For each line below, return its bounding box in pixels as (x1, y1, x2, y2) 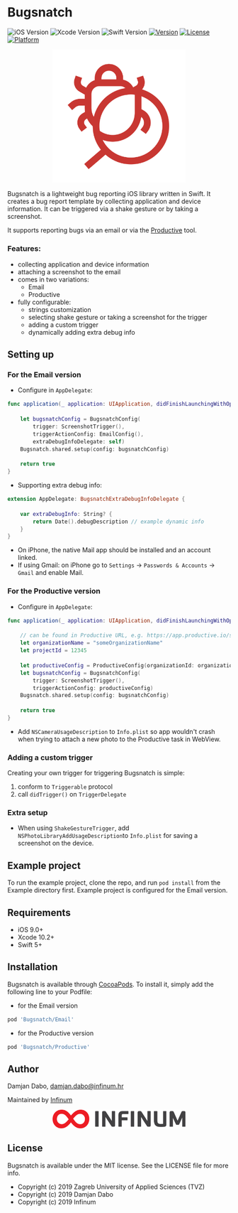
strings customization (28, 305, 91, 313)
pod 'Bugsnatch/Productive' (7, 1043, 91, 1050)
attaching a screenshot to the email (17, 267, 121, 276)
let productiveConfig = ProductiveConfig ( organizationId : (20, 662, 195, 669)
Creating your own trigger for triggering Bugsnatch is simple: (7, 769, 186, 777)
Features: (7, 244, 41, 254)
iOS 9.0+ (17, 925, 44, 934)
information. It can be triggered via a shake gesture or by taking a (7, 205, 198, 213)
